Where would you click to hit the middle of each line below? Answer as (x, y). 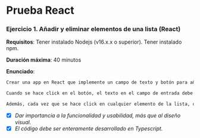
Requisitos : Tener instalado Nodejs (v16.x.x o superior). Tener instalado (94, 42)
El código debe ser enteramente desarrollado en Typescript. (89, 128)
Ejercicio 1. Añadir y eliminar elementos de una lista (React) (93, 29)
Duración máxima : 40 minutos (44, 60)
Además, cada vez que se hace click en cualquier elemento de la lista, (98, 104)
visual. (23, 122)
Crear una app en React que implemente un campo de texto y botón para (97, 82)
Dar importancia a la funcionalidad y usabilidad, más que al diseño (98, 116)
